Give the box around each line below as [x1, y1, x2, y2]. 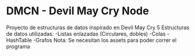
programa [6, 43, 30, 50]
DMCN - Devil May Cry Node [6, 4, 149, 18]
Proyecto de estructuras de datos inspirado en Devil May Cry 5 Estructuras [6, 24, 190, 31]
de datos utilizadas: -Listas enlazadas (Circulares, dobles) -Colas [6, 30, 166, 37]
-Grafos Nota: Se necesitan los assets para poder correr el [33, 36, 177, 43]
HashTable [6, 36, 32, 43]
